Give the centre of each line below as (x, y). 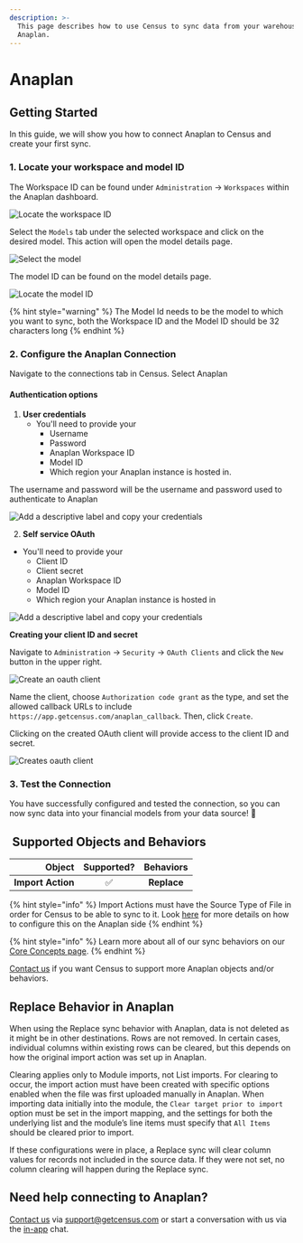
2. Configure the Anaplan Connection (93, 353)
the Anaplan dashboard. (54, 196)
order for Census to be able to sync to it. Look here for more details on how (149, 915)
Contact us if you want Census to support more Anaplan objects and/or (142, 969)
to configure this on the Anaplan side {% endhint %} (106, 924)
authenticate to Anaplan (54, 499)
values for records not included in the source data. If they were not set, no (147, 1160)
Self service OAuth (59, 534)
